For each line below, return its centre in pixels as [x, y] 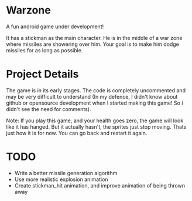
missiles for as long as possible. [44, 50]
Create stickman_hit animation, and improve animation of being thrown [100, 185]
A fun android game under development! [55, 26]
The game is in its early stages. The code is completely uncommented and [96, 90]
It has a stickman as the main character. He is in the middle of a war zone [94, 38]
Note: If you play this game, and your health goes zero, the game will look [95, 120]
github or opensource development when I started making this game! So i [95, 103]
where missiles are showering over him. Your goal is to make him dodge [93, 44]
